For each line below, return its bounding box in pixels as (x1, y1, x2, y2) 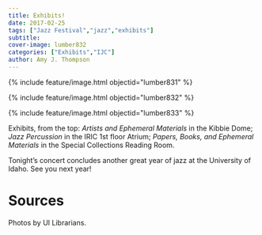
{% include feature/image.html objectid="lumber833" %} (8, 108, 195, 117)
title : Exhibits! (8, 11, 66, 20)
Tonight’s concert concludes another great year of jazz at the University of (8, 155, 252, 165)
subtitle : (8, 33, 41, 42)
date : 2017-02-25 (8, 19, 66, 27)
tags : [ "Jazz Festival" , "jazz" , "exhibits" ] (8, 26, 154, 34)
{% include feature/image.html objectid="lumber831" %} (8, 77, 193, 87)
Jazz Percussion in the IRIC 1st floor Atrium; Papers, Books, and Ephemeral (8, 131, 254, 141)
